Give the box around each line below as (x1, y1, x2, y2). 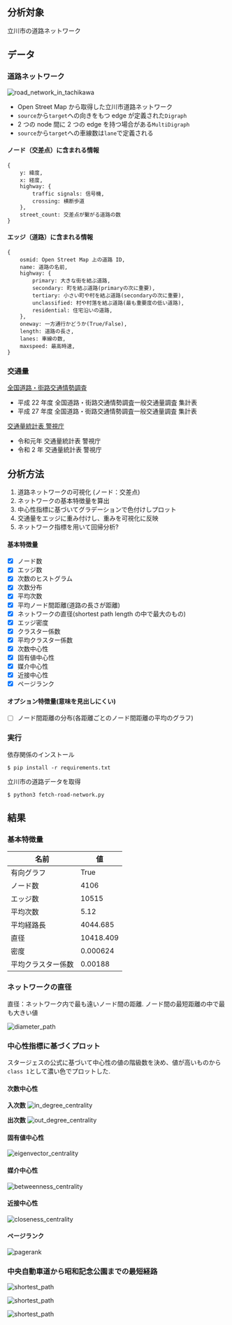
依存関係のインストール (7, 750, 75, 758)
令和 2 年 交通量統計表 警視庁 (17, 446, 103, 454)
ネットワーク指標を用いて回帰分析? (17, 523, 119, 531)
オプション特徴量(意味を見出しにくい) (7, 697, 117, 705)
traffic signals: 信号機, (32, 190, 105, 197)
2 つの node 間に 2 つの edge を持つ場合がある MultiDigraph (17, 120, 190, 128)
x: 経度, (20, 177, 43, 184)
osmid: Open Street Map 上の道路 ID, (20, 256, 126, 263)
